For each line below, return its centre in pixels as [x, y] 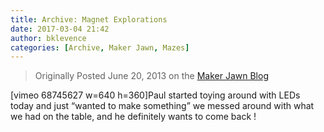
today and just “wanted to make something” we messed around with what [162, 106]
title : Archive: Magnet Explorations [89, 19]
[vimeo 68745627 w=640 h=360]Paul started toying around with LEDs [155, 95]
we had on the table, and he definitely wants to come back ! [133, 117]
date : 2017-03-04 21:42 [60, 29]
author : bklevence [48, 38]
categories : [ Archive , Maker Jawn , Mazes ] [100, 47]
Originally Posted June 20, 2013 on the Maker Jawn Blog [151, 76]
